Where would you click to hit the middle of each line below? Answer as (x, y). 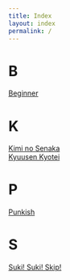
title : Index (30, 16)
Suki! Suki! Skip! (35, 267)
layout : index (32, 23)
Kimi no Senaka (34, 148)
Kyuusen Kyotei (34, 157)
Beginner (23, 93)
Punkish (22, 212)
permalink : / (30, 31)
